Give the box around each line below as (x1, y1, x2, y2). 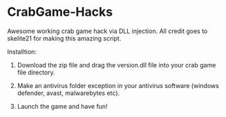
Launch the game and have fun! (17, 102, 109, 110)
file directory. (17, 68, 55, 76)
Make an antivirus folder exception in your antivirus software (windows (17, 81, 219, 89)
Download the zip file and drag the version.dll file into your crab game (17, 61, 216, 69)
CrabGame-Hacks (7, 4, 113, 20)
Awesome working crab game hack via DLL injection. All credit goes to (7, 27, 208, 35)
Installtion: (7, 47, 37, 56)
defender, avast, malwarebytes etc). (17, 89, 120, 97)
